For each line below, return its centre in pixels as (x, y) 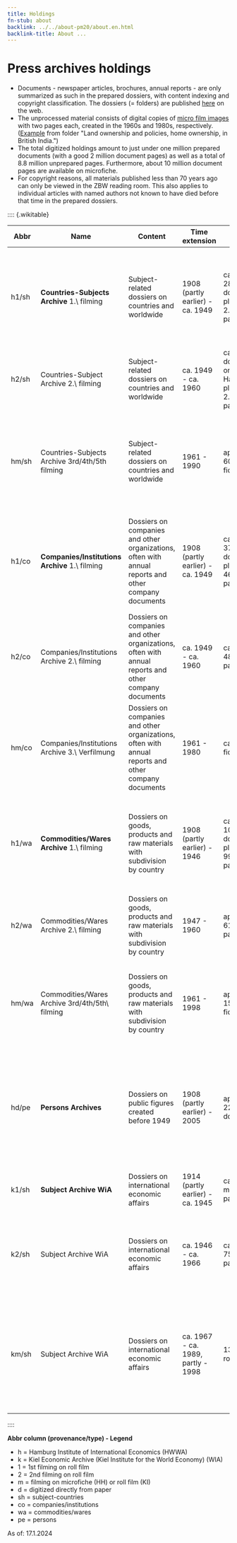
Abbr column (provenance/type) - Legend (70, 1438)
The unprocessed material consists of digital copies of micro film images (123, 118)
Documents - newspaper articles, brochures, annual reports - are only (119, 88)
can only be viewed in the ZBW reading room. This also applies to (113, 186)
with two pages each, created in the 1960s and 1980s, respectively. (115, 126)
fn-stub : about (30, 21)
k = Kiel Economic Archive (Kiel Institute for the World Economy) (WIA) (120, 1460)
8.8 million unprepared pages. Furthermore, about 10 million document (120, 163)
